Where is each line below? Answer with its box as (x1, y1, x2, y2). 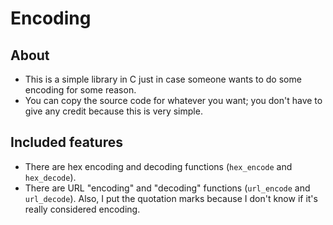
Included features (10, 134, 123, 151)
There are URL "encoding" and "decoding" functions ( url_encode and (24, 182, 311, 194)
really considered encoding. (24, 203, 141, 215)
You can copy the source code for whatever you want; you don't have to (24, 95, 323, 106)
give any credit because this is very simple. (24, 105, 203, 117)
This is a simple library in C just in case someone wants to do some (24, 73, 302, 85)
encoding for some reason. (24, 84, 137, 96)
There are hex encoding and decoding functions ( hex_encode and (24, 160, 293, 172)
